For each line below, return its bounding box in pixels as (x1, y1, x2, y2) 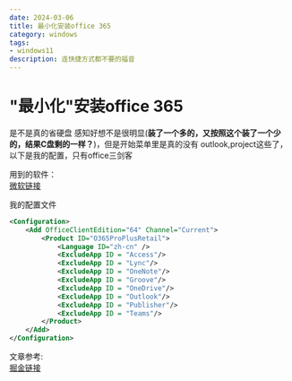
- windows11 (9, 47, 54, 56)
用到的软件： (9, 169, 56, 179)
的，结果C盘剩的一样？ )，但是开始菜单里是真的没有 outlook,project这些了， (9, 138, 288, 149)
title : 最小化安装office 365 (9, 22, 112, 30)
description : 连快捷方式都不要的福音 (9, 55, 135, 64)
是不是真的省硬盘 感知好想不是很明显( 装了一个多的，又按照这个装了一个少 (9, 127, 282, 138)
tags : (9, 38, 30, 48)
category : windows (9, 30, 78, 39)
